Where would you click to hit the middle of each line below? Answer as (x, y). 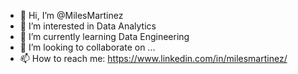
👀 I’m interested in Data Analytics (88, 26)
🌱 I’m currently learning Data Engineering (104, 36)
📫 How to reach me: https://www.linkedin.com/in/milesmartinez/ (153, 58)
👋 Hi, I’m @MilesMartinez (71, 15)
